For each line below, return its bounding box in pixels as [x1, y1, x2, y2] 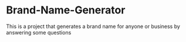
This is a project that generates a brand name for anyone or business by [6, 23, 181, 30]
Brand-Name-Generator [6, 3, 126, 17]
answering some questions [6, 29, 72, 36]
